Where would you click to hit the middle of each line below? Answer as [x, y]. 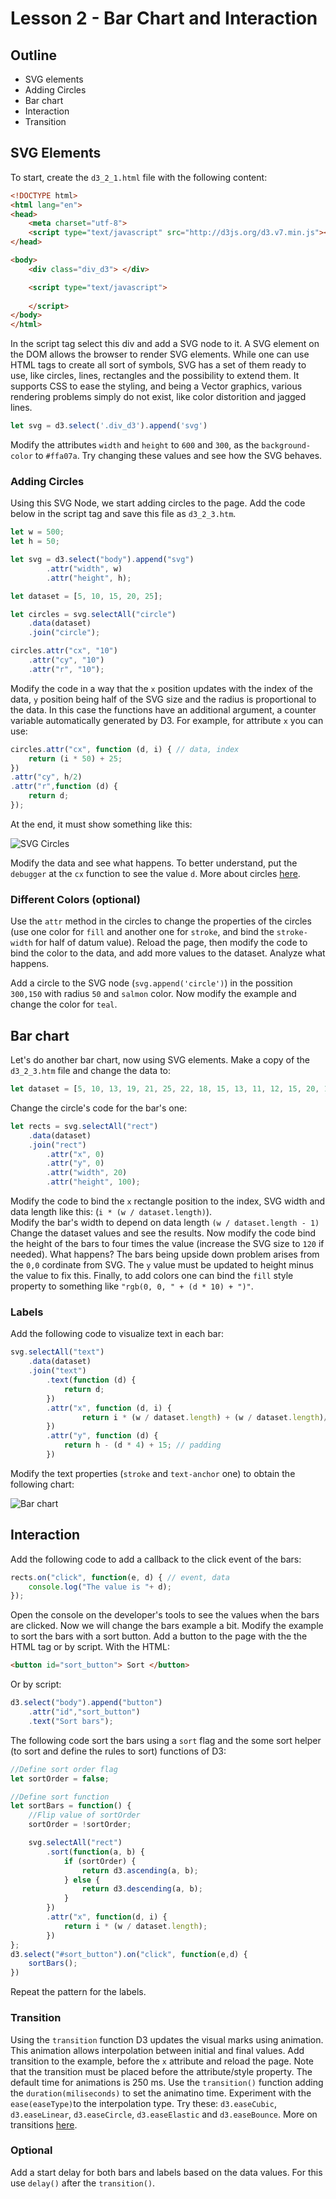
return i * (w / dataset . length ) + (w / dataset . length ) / [205, 1417]
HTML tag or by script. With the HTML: [90, 1647]
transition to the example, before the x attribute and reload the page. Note [162, 2061]
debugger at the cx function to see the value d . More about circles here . [155, 873]
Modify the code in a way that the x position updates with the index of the [161, 688]
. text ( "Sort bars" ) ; [71, 1721]
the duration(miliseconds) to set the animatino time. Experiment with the [161, 2093]
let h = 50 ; [35, 542]
